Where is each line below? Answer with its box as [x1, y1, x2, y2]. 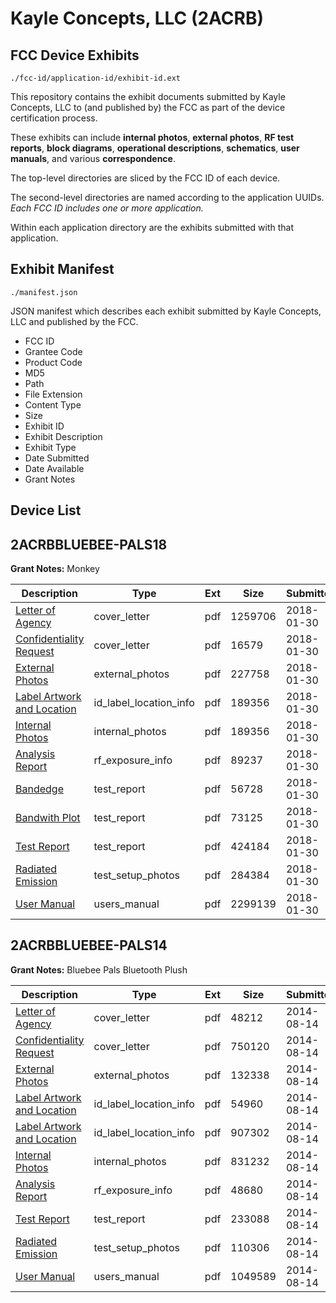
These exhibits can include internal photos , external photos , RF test [10, 132, 295, 143]
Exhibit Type [24, 441, 77, 453]
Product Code [24, 356, 83, 368]
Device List [10, 502, 82, 519]
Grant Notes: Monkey [10, 563, 100, 575]
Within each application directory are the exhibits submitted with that [10, 222, 295, 233]
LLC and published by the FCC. [10, 315, 139, 327]
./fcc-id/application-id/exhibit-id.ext [10, 73, 182, 83]
